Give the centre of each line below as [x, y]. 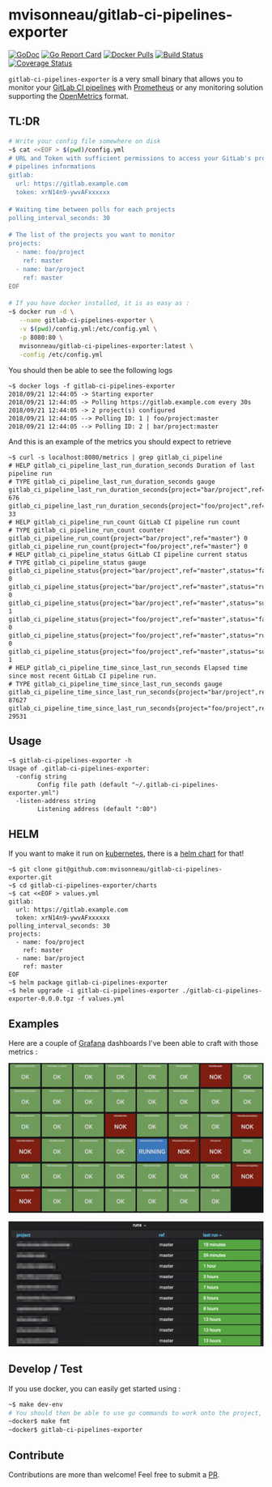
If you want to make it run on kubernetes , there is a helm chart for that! [126, 854]
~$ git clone [30, 869]
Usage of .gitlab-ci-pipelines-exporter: [79, 769]
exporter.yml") [34, 793]
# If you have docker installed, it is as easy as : [99, 304]
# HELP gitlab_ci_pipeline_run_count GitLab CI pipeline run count [125, 522]
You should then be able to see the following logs [90, 370]
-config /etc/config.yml [61, 355]
